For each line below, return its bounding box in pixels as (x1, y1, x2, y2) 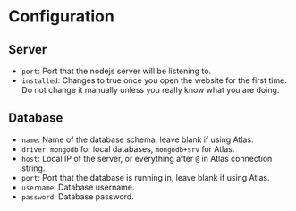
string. (21, 163, 46, 173)
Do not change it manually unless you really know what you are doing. (21, 85, 280, 95)
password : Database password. (21, 190, 135, 202)
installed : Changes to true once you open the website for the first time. (21, 75, 287, 86)
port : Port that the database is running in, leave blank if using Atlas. (21, 172, 270, 182)
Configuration (8, 6, 115, 27)
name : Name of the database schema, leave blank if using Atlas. (21, 134, 254, 145)
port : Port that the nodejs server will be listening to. (21, 65, 212, 76)
